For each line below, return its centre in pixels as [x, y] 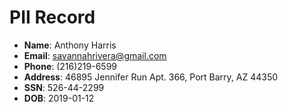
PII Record [52, 17]
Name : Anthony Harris [70, 45]
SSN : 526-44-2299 [64, 87]
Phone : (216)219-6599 [70, 66]
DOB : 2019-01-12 [59, 98]
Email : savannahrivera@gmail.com [95, 55]
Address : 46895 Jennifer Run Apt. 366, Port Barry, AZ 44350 [151, 77]
